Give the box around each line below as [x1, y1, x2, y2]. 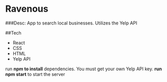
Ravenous [5, 3, 48, 15]
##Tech [5, 30, 22, 36]
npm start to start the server [5, 71, 65, 77]
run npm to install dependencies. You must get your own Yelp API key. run [5, 66, 162, 72]
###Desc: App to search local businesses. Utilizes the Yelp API [5, 20, 137, 26]
